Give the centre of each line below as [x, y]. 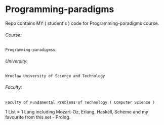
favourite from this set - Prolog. [38, 117]
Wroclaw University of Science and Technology [55, 76]
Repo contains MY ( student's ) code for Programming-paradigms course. [82, 23]
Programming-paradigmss [30, 50]
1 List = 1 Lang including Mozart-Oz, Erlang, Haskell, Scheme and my [77, 111]
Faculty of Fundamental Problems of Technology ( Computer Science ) [80, 102]
